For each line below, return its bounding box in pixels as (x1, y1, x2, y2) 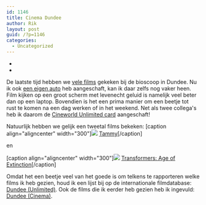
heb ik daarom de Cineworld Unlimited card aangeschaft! (6, 111, 150, 118)
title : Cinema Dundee (6, 15, 62, 21)
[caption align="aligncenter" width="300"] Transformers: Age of (6, 154, 176, 162)
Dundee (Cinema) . (6, 192, 53, 199)
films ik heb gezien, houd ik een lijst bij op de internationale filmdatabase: (6, 179, 192, 187)
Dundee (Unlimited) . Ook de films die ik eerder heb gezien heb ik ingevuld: (6, 185, 195, 193)
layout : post (6, 26, 40, 32)
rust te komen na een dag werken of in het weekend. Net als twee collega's (6, 104, 197, 111)
